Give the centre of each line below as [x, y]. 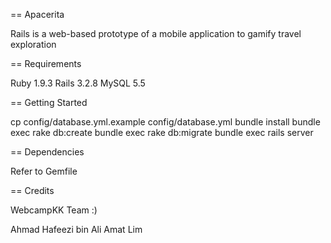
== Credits [32, 190]
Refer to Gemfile [44, 171]
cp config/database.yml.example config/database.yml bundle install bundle [165, 122]
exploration [33, 44]
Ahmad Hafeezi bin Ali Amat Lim [76, 229]
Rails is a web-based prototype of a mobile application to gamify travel [156, 33]
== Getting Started [49, 102]
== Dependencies [47, 152]
